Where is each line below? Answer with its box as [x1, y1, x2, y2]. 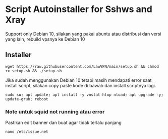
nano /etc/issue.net [5, 129, 49, 134]
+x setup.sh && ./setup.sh [5, 68, 62, 73]
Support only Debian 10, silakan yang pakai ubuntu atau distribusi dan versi [5, 31, 161, 37]
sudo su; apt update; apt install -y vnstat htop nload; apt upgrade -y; [5, 92, 164, 97]
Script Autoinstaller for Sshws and [5, 4, 152, 15]
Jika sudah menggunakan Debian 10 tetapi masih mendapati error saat [5, 77, 152, 83]
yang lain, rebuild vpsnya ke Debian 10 [5, 36, 85, 42]
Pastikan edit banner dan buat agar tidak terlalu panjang [5, 119, 122, 126]
